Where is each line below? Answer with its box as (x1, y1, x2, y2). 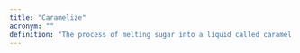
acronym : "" (9, 22, 54, 31)
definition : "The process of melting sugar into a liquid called (9, 30, 259, 39)
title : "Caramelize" (9, 13, 87, 22)
